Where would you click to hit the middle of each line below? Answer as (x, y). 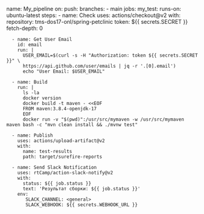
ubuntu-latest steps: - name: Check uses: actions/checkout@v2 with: (93, 15)
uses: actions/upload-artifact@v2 (61, 141)
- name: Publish (32, 135)
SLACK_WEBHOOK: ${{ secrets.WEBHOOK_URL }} (82, 205)
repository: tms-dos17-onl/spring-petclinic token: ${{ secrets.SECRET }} (97, 22)
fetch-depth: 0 (25, 28)
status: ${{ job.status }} (57, 184)
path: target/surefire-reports (62, 157)
